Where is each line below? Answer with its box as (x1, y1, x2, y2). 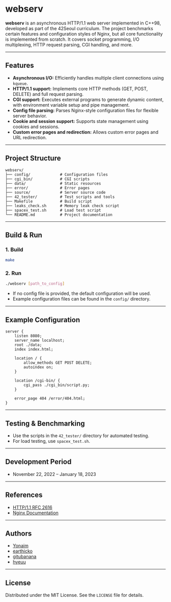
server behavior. (12, 113, 47, 119)
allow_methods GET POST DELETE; (23, 360, 93, 365)
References (5, 491, 43, 499)
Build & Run (5, 231, 42, 239)
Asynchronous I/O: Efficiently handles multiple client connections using (12, 74, 164, 81)
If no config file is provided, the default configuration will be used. (12, 290, 151, 296)
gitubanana (12, 554, 37, 560)
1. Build (5, 246, 24, 253)
